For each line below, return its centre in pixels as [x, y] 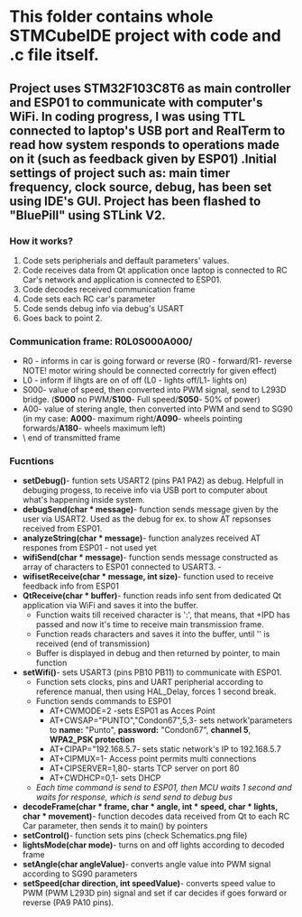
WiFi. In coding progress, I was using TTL [128, 116]
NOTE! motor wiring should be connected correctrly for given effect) [150, 371]
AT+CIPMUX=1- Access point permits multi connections [153, 759]
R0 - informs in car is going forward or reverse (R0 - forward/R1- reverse [157, 361]
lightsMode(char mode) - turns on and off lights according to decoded [153, 845]
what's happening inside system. [84, 500]
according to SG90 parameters [80, 874]
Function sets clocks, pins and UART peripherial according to [150, 682]
